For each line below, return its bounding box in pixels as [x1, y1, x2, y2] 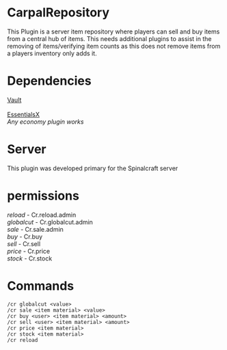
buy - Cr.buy [7, 232, 43, 241]
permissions [7, 188, 80, 203]
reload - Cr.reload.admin [7, 211, 77, 219]
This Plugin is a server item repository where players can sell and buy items [7, 27, 220, 36]
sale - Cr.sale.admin [7, 225, 64, 233]
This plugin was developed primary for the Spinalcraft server [7, 164, 178, 172]
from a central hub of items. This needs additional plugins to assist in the [7, 34, 212, 42]
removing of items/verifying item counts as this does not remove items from [7, 42, 221, 50]
